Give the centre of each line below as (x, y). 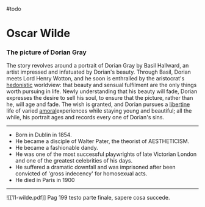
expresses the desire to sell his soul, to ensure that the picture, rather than (100, 98)
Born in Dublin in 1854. (43, 135)
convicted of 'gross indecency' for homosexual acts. (81, 174)
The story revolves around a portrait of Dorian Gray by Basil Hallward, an (98, 66)
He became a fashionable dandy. (57, 148)
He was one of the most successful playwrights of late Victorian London (106, 154)
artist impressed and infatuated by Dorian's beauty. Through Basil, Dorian (99, 72)
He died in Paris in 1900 (45, 180)
